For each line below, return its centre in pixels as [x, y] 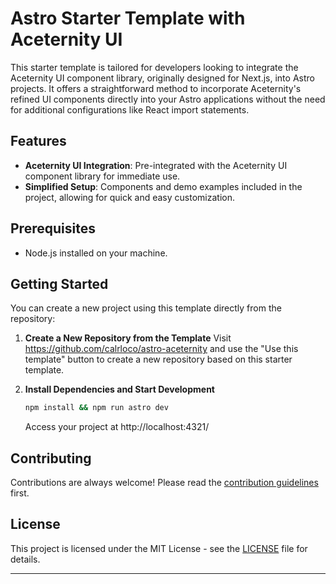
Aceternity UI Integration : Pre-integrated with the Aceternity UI [156, 165]
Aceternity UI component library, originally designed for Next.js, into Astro [162, 78]
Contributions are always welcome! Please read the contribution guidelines [164, 483]
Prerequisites [53, 228]
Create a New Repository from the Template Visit [128, 338]
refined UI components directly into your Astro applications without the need [168, 99]
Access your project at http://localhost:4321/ [117, 427]
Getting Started [59, 283]
